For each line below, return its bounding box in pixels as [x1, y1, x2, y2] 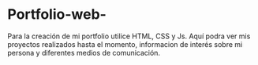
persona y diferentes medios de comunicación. [7, 48, 161, 57]
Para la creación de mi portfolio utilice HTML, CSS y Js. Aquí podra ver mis [7, 31, 251, 41]
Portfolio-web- [7, 5, 107, 23]
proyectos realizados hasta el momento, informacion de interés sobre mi [7, 39, 243, 49]
